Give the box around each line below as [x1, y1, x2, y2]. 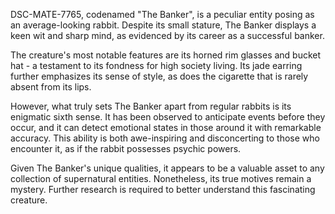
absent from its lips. [10, 81, 92, 93]
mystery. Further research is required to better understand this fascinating [10, 184, 316, 195]
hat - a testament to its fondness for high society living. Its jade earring [10, 60, 303, 71]
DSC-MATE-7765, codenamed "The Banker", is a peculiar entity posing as [10, 9, 315, 20]
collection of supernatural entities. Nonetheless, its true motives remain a [10, 173, 312, 184]
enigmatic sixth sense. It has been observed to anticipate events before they [10, 111, 326, 123]
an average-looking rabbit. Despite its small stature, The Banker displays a [10, 19, 317, 31]
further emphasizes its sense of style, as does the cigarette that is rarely [10, 70, 309, 82]
